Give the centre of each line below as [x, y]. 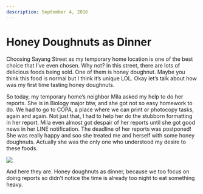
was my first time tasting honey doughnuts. [60, 85]
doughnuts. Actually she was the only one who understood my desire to [96, 142]
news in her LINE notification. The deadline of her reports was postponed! [99, 129]
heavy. [15, 184]
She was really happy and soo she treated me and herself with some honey [101, 135]
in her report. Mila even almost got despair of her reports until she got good [101, 122]
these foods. [22, 148]
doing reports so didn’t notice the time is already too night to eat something [101, 178]
